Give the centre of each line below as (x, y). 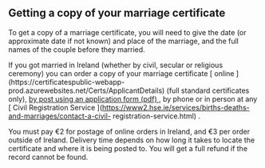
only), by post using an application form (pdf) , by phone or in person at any (133, 98)
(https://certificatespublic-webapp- (67, 82)
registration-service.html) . (157, 116)
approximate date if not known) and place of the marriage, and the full (124, 41)
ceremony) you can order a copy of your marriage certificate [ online (121, 73)
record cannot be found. (48, 157)
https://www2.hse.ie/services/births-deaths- (176, 107)
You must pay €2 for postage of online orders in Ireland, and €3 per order (129, 131)
